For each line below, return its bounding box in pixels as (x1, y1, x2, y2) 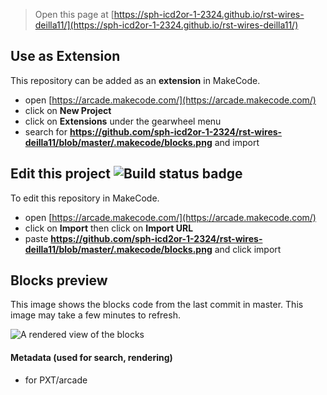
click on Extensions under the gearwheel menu (24, 115, 222, 127)
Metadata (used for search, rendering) (10, 352, 173, 364)
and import (214, 136, 260, 148)
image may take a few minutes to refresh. (10, 309, 181, 321)
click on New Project (24, 104, 112, 116)
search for (24, 125, 68, 138)
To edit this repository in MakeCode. (10, 192, 160, 204)
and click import (214, 243, 282, 255)
